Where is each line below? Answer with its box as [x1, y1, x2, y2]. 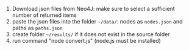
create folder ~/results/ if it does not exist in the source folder [12, 31, 170, 38]
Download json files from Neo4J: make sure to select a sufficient [12, 5, 175, 12]
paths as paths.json [12, 24, 63, 31]
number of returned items [12, 11, 77, 19]
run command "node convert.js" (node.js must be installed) [12, 37, 162, 44]
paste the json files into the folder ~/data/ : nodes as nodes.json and [12, 18, 183, 25]
